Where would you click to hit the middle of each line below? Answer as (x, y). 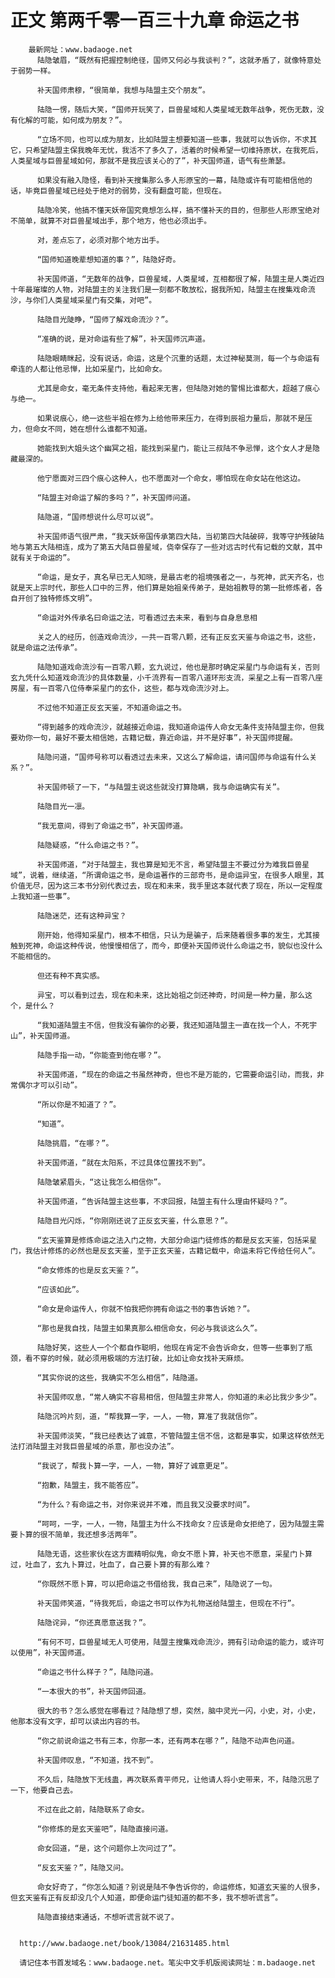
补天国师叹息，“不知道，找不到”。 (97, 1760)
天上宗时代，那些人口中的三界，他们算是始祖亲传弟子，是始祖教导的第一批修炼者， (170, 587)
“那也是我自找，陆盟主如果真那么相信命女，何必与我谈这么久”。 (149, 1328)
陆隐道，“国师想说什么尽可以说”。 (97, 517)
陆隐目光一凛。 (63, 806)
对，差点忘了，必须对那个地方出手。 (100, 240)
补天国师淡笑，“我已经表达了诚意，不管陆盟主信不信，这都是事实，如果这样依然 (177, 1436)
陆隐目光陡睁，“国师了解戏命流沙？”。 (104, 319)
